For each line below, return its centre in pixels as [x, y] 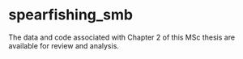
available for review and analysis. [64, 45]
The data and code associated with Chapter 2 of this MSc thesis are [122, 37]
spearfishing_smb [71, 15]
